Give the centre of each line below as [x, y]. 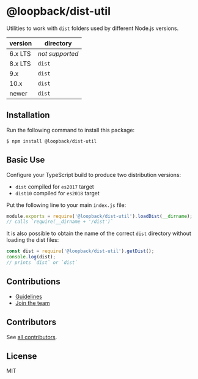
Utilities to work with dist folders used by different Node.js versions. [93, 28]
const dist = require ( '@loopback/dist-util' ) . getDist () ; [80, 251]
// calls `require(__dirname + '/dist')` [60, 222]
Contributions [33, 282]
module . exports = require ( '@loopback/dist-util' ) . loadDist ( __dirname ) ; [99, 216]
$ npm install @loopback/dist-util [52, 141]
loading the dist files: [33, 240]
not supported [58, 53]
